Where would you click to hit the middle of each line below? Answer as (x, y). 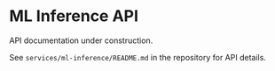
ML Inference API (74, 16)
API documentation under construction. (81, 40)
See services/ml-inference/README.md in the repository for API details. (137, 57)
